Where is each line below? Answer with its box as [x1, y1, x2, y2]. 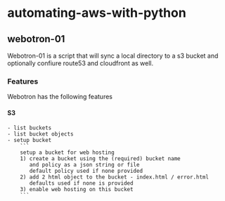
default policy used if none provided [29, 167, 143, 174]
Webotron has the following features [7, 93, 112, 101]
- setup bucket [7, 136, 52, 143]
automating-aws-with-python [7, 5, 186, 21]
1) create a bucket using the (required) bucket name [20, 155, 181, 162]
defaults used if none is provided [29, 179, 134, 187]
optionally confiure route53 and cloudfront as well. [7, 59, 154, 67]
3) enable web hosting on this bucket [20, 186, 134, 193]
